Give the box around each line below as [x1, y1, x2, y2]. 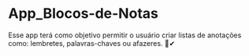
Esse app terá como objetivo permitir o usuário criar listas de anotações [8, 30, 242, 40]
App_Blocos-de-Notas [8, 5, 159, 23]
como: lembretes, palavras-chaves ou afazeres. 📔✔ [8, 38, 176, 47]
